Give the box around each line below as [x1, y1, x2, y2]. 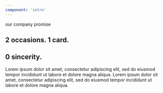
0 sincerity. [5, 53, 42, 61]
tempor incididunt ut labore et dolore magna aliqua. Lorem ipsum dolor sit [5, 71, 158, 77]
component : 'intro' [5, 7, 46, 13]
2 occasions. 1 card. [5, 36, 69, 44]
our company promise [5, 21, 51, 27]
